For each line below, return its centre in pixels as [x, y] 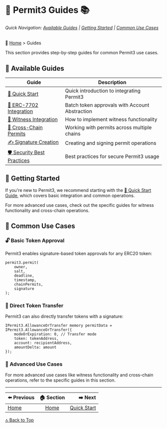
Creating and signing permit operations [111, 143]
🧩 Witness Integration [33, 120]
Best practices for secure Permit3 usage [112, 156]
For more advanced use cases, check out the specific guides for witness [80, 205]
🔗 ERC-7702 [23, 105]
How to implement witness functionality [111, 120]
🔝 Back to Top [19, 420]
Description [112, 82]
